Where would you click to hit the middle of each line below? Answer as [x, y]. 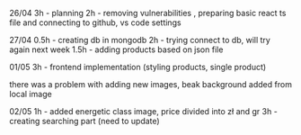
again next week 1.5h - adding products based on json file [116, 49]
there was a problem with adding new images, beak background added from [150, 84]
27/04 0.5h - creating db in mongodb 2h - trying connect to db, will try [140, 40]
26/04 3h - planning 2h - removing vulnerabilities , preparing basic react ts [148, 13]
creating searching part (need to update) [84, 121]
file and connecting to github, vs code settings [95, 22]
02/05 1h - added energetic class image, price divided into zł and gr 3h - [144, 111]
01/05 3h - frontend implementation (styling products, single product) [138, 67]
